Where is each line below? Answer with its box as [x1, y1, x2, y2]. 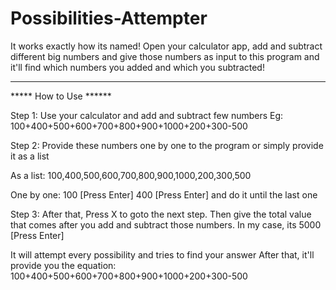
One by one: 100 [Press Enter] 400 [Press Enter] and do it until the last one [10, 188, 318, 201]
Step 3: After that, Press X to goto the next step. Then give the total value [10, 208, 312, 220]
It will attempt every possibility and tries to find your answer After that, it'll [10, 248, 315, 261]
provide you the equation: [10, 259, 117, 271]
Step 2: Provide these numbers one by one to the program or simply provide [10, 139, 324, 151]
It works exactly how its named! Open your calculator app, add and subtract [10, 40, 323, 52]
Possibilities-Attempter [10, 7, 208, 30]
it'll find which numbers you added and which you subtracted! [10, 61, 265, 73]
